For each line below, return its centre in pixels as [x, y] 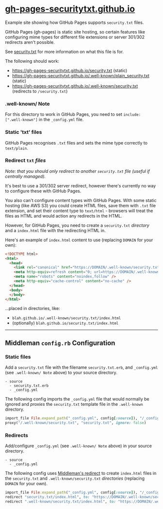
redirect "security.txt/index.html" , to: [48, 497]
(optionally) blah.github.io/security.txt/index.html [65, 323]
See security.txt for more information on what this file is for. [64, 52]
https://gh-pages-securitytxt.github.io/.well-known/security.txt [75, 86]
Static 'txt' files [24, 132]
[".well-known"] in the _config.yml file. [44, 120]
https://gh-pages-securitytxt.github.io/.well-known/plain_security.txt [81, 75]
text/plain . [16, 148]
